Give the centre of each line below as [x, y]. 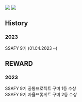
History [16, 23]
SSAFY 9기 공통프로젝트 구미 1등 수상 [41, 88]
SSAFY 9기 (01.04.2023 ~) [31, 48]
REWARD [19, 64]
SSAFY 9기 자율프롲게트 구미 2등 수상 [41, 95]
